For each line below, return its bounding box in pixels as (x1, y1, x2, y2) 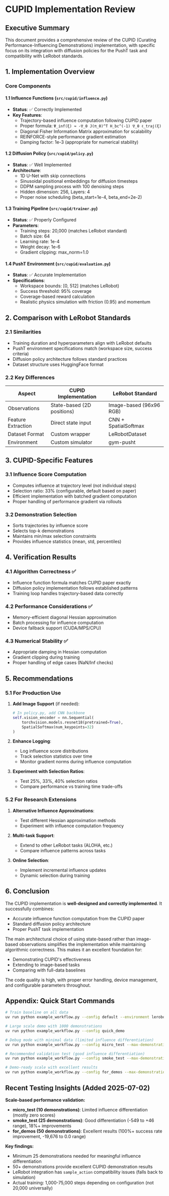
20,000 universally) (12, 1185, 53, 1191)
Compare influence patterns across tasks (20, 847, 106, 853)
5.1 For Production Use (5, 689, 61, 696)
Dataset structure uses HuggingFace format (12, 361, 104, 367)
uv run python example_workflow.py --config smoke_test (5, 1056, 125, 1061)
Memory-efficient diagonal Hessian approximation (12, 614, 117, 620)
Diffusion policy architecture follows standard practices (12, 356, 127, 362)
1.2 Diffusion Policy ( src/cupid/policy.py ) (5, 150, 94, 156)
